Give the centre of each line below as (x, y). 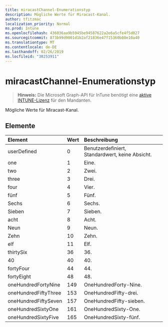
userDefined (22, 152)
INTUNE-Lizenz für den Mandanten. (54, 100)
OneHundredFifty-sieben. (114, 301)
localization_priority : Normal (38, 24)
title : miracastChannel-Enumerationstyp (48, 10)
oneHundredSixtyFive (33, 317)
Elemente (20, 126)
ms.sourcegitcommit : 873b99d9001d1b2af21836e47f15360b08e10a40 (72, 38)
